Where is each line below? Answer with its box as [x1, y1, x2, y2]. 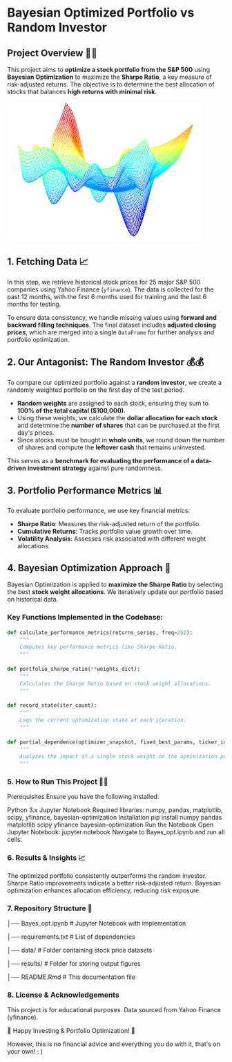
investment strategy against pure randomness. [27, 464, 163, 472]
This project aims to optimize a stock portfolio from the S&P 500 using [7, 66, 211, 73]
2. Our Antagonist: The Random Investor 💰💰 [7, 357, 204, 368]
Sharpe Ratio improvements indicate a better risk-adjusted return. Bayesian [7, 879, 221, 887]
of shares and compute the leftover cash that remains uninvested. [17, 443, 206, 451]
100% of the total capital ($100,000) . [17, 406, 126, 415]
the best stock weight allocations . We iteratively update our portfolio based [7, 588, 224, 596]
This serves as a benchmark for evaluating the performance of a [7, 456, 195, 465]
